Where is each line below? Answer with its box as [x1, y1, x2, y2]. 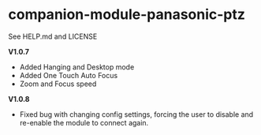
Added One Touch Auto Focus [19, 70, 118, 80]
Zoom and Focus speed [19, 79, 97, 88]
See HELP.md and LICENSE [8, 32, 98, 41]
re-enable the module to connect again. [19, 118, 149, 127]
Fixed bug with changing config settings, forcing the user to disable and [19, 109, 254, 119]
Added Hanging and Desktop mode [19, 62, 135, 72]
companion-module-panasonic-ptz [8, 6, 246, 24]
